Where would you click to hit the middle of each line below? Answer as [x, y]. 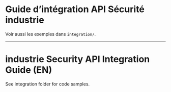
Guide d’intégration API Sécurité [75, 9]
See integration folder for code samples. [48, 84]
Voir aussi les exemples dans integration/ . [51, 34]
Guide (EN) [29, 70]
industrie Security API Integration [78, 59]
